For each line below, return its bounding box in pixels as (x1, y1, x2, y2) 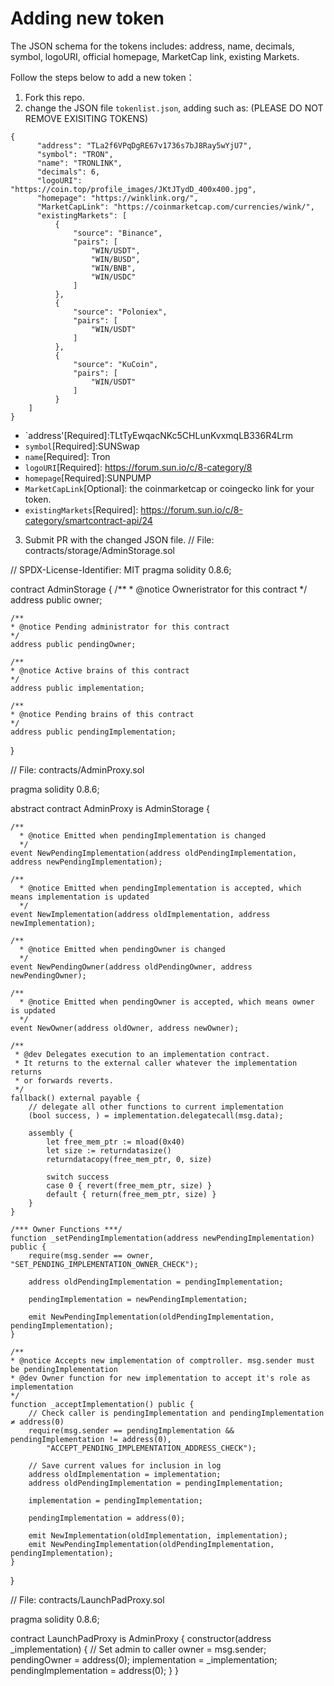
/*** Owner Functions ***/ (10, 1224, 123, 1234)
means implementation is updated (10, 892, 150, 902)
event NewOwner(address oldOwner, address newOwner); (10, 1023, 240, 1033)
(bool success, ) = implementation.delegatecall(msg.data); (28, 1110, 284, 1121)
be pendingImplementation (10, 1364, 118, 1374)
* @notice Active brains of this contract (10, 665, 190, 676)
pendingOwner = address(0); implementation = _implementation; (10, 1653, 278, 1666)
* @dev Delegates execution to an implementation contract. (14, 1049, 271, 1059)
